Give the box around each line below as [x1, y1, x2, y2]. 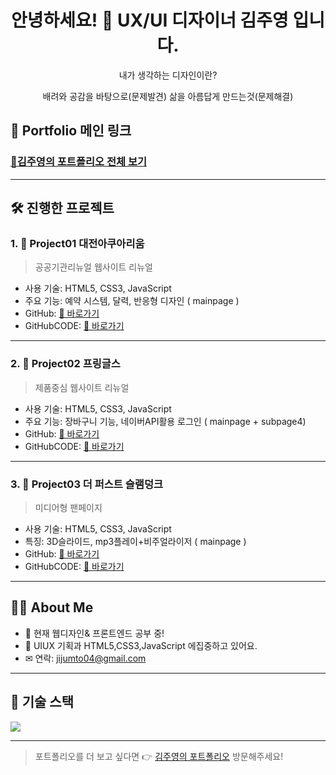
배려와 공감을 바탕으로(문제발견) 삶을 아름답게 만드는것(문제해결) [42, 90, 294, 102]
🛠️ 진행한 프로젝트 [10, 200, 115, 217]
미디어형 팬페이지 [34, 501, 103, 513]
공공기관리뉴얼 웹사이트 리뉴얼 [34, 261, 153, 273]
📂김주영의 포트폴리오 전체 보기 [10, 155, 148, 169]
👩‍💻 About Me [10, 599, 94, 616]
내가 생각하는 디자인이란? [118, 69, 218, 81]
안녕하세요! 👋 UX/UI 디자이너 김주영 [10, 9, 289, 32]
